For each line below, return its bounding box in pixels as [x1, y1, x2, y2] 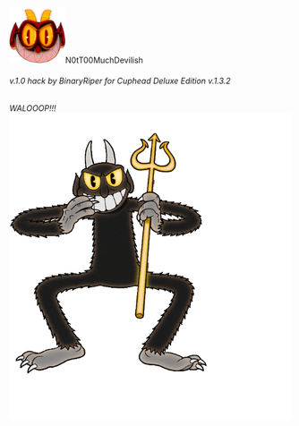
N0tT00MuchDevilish [65, 55, 143, 65]
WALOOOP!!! [9, 103, 56, 114]
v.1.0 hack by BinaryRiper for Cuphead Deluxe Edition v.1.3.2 [9, 75, 231, 86]
